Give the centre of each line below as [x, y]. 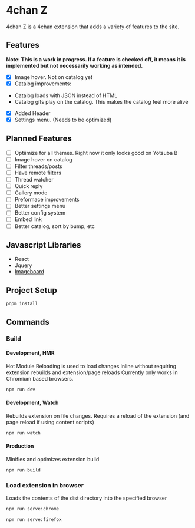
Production [20, 446]
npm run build [24, 470]
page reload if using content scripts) [50, 422]
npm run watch [24, 433]
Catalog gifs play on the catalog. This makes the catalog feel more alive [101, 101]
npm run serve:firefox [34, 519]
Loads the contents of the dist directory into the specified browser [87, 498]
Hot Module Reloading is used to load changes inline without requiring [91, 366]
